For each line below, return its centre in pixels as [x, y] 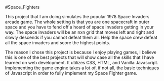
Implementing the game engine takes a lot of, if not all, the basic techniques [82, 68]
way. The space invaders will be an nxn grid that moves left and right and [80, 32]
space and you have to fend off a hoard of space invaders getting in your [80, 27]
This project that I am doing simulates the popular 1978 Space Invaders [77, 16]
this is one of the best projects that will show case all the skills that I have [80, 57]
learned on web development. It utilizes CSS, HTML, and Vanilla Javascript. [82, 63]
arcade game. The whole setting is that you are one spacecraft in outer [77, 22]
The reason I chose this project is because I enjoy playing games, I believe [81, 52]
